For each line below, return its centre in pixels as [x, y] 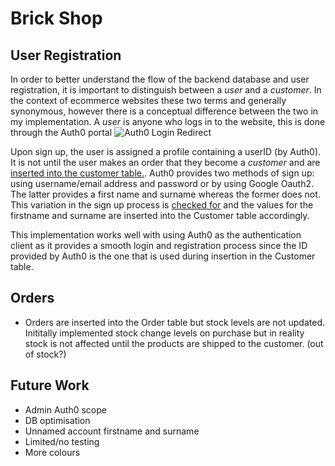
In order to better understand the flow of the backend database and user [160, 79]
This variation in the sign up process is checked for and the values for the [162, 205]
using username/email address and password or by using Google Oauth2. [162, 183]
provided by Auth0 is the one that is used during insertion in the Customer [163, 256]
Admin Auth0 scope [65, 409]
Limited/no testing [62, 441]
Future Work [50, 385]
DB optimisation [57, 420]
